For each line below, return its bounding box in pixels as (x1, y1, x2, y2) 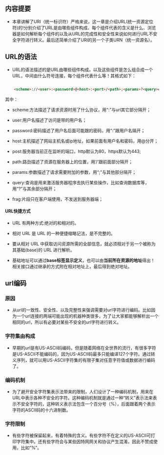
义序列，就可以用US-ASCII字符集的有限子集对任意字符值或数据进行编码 (12, 357, 155, 363)
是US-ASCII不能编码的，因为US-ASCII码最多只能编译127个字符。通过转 (12, 351, 155, 357)
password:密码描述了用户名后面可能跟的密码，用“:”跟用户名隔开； (12, 127, 145, 133)
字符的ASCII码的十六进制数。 (12, 407, 71, 413)
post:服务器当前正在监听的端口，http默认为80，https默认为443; (12, 148, 141, 154)
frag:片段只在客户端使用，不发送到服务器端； (12, 196, 103, 202)
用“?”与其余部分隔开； (12, 186, 57, 192)
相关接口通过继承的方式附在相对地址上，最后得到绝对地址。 (12, 263, 132, 269)
